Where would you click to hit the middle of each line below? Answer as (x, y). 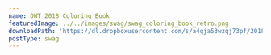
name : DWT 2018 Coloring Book (59, 16)
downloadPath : (32, 31)
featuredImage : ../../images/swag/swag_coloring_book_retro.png (119, 23)
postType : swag (34, 38)
